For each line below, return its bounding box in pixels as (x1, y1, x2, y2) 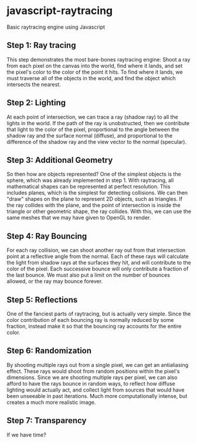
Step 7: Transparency (6, 415, 87, 425)
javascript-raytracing (6, 4, 113, 18)
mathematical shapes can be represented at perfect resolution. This (6, 183, 171, 190)
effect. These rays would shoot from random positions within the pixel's (6, 368, 180, 375)
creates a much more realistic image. (6, 399, 96, 406)
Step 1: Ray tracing (6, 40, 76, 50)
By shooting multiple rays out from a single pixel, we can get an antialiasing (6, 361, 189, 368)
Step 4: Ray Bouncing (6, 231, 87, 241)
